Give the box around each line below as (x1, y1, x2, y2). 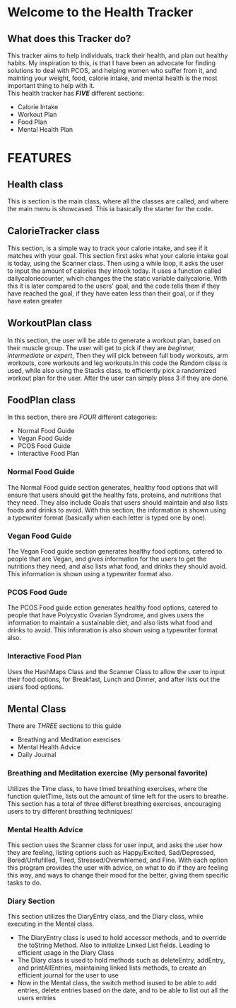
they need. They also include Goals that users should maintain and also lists (7, 498, 228, 507)
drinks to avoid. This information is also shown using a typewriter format (7, 626, 218, 634)
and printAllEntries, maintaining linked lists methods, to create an (17, 963, 207, 972)
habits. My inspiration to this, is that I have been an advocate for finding (7, 59, 216, 67)
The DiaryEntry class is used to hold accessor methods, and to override (17, 934, 227, 942)
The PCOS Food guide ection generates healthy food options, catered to (7, 603, 218, 612)
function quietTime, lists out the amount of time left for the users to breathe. (7, 792, 228, 800)
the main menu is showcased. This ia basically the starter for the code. (7, 205, 213, 213)
